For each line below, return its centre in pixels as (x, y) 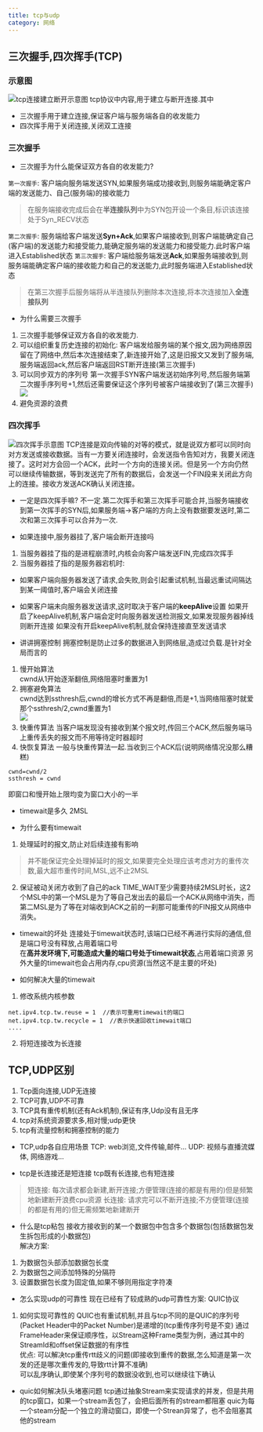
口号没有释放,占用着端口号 (76, 943)
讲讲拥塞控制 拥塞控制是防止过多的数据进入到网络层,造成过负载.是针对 (132, 642)
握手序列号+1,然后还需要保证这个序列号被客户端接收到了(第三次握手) (143, 384)
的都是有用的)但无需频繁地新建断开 (83, 1209)
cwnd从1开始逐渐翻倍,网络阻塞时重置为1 (84, 679)
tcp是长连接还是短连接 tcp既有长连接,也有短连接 (97, 1173)
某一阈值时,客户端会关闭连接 (72, 589)
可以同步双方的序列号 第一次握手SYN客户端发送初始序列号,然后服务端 (131, 374)
